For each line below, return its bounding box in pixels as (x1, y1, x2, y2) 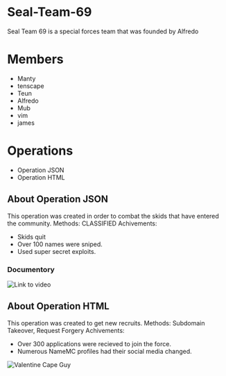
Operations (7, 143, 73, 159)
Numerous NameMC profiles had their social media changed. (17, 347, 192, 355)
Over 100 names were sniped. (17, 240, 103, 248)
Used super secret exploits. (17, 247, 96, 255)
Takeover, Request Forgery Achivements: (7, 326, 125, 334)
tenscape (17, 81, 44, 90)
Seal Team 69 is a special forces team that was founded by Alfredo (7, 27, 199, 35)
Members (7, 51, 64, 67)
